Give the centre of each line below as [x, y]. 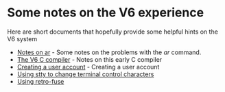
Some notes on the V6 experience [106, 13]
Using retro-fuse [40, 81]
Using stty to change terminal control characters [85, 74]
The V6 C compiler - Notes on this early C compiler [90, 59]
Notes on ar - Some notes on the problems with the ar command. [109, 52]
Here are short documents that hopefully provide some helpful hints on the [113, 32]
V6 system [22, 38]
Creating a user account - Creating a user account [88, 67]
